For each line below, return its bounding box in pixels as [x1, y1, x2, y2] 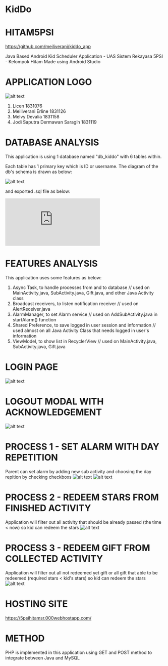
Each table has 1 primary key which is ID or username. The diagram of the [5, 163, 159, 169]
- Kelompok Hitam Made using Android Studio [5, 59, 101, 65]
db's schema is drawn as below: [5, 169, 72, 175]
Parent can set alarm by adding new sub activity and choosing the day [5, 468, 152, 474]
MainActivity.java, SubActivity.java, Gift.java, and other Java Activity [12, 289, 154, 296]
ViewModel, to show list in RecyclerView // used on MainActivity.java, [12, 338, 157, 344]
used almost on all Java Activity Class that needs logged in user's [12, 327, 149, 334]
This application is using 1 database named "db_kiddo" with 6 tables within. [5, 153, 162, 159]
